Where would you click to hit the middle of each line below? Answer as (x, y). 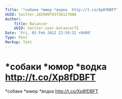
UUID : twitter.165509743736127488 (41, 14)
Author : (13, 19)
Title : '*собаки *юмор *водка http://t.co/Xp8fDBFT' (62, 10)
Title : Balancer (31, 24)
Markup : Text (19, 42)
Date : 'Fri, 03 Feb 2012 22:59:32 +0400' (49, 33)
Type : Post (16, 38)
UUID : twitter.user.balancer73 (46, 28)
